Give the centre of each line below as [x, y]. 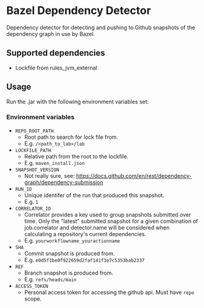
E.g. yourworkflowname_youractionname [72, 240]
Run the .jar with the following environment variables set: [78, 102]
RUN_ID [23, 189]
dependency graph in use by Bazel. [51, 33]
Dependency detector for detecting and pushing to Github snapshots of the [101, 27]
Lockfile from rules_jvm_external [56, 68]
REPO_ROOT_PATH [34, 131]
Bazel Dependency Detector [79, 11]
